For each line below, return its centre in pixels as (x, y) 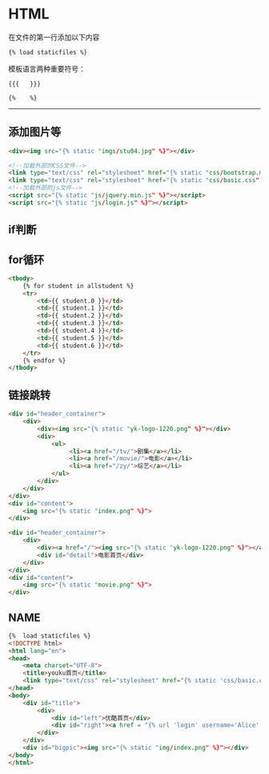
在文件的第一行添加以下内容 (54, 37)
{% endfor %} (44, 361)
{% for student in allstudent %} (78, 286)
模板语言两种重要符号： (47, 68)
